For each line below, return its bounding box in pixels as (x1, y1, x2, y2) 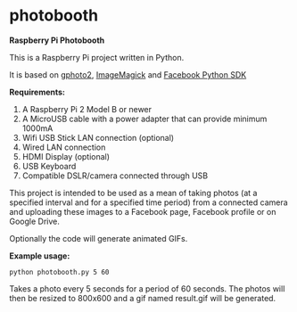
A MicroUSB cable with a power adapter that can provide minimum (21, 113, 268, 124)
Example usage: (9, 250, 70, 261)
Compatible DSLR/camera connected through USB (21, 170, 208, 181)
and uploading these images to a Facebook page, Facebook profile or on (9, 206, 276, 217)
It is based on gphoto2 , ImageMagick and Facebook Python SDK (9, 69, 247, 80)
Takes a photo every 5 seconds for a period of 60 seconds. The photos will (9, 283, 285, 294)
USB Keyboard (21, 160, 77, 171)
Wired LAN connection (21, 142, 106, 152)
